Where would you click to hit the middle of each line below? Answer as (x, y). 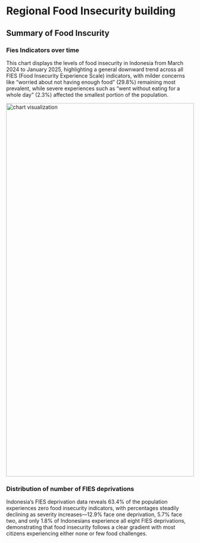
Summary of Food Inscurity (58, 33)
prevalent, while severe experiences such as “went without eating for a (93, 88)
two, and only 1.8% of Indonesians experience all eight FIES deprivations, (96, 521)
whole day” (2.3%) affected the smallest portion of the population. (87, 94)
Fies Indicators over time (43, 50)
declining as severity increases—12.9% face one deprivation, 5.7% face (94, 514)
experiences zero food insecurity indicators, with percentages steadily (93, 508)
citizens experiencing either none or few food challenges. (77, 533)
